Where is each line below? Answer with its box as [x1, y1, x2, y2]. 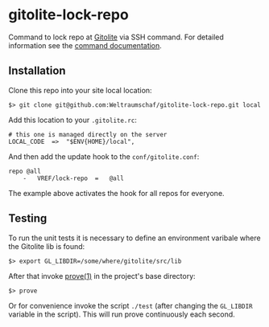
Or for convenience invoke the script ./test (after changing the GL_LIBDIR [8, 300, 253, 310]
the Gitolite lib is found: [8, 241, 85, 251]
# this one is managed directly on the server [8, 130, 168, 138]
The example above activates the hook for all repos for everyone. [8, 188, 225, 198]
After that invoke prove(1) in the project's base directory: [8, 271, 196, 280]
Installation [8, 64, 66, 78]
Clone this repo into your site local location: [8, 85, 152, 95]
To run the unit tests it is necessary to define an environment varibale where [8, 233, 261, 243]
